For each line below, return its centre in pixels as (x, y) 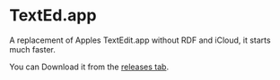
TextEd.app (53, 16)
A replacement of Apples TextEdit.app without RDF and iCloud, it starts (140, 40)
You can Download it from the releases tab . (89, 67)
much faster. (33, 49)
